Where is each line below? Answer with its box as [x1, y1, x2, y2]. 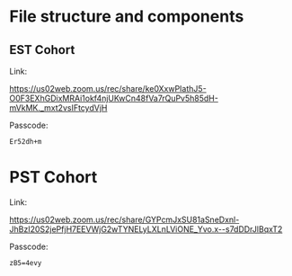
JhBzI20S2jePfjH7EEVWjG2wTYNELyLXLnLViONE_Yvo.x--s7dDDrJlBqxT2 [9, 223, 283, 235]
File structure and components [9, 6, 244, 27]
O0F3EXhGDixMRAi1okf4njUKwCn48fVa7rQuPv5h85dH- [9, 93, 218, 103]
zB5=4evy [9, 258, 42, 267]
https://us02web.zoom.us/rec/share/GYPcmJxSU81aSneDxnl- [9, 214, 240, 225]
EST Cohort [9, 42, 75, 58]
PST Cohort [9, 167, 98, 188]
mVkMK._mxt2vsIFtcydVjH [9, 102, 108, 113]
